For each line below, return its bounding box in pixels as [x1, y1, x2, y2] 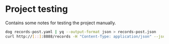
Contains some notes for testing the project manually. [5, 20, 116, 26]
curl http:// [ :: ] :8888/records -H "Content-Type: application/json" [5, 34, 152, 39]
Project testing [5, 3, 68, 15]
